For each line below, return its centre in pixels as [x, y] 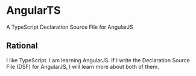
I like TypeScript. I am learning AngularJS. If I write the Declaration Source [98, 60]
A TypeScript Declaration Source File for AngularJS [70, 27]
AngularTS [33, 10]
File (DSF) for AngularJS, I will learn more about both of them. [83, 66]
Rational [22, 46]
